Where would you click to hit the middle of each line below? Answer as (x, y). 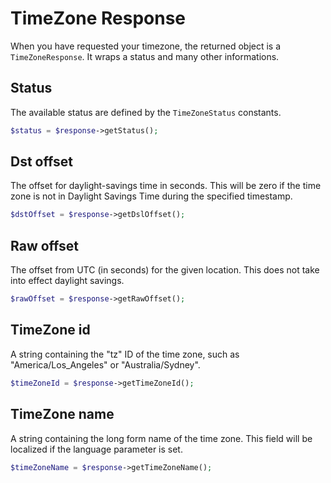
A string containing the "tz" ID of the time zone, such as (125, 354)
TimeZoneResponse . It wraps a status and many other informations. (145, 56)
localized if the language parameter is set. (96, 449)
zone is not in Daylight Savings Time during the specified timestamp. (151, 196)
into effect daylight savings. (67, 281)
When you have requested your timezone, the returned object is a (146, 46)
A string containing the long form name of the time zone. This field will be (161, 438)
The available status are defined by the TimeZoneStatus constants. (146, 112)
